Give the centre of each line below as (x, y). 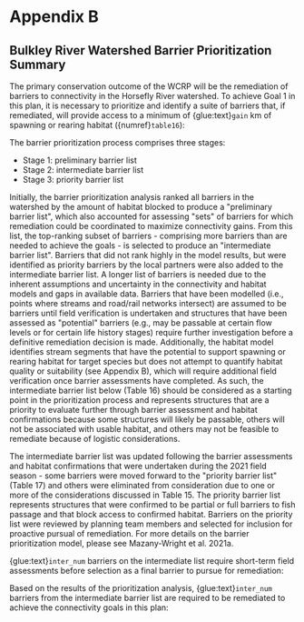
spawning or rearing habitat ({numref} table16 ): (97, 125)
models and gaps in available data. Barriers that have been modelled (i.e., (147, 294)
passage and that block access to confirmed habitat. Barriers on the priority (151, 514)
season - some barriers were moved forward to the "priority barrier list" (143, 476)
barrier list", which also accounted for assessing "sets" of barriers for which (151, 216)
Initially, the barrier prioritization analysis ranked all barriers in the (132, 197)
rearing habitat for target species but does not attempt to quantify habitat (146, 361)
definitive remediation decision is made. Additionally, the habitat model (142, 342)
